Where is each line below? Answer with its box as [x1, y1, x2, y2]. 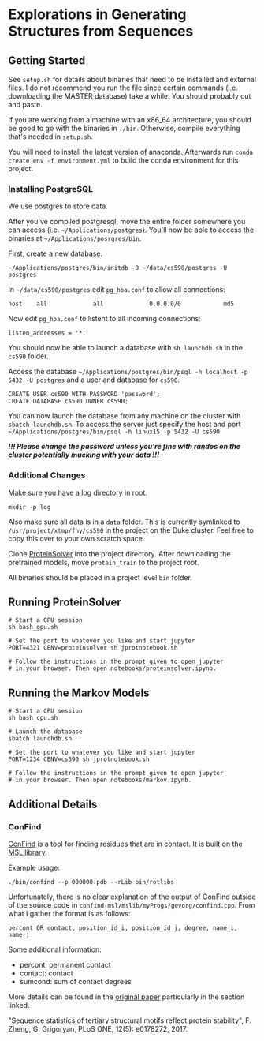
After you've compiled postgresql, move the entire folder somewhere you [8, 217, 246, 227]
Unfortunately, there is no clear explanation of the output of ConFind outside [8, 892, 256, 901]
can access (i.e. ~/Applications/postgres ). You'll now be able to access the [8, 225, 255, 234]
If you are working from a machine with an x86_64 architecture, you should [8, 115, 252, 124]
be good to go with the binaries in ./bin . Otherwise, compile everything [8, 124, 240, 133]
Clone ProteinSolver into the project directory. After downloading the [8, 549, 231, 558]
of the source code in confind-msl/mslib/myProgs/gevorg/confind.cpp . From [8, 900, 255, 909]
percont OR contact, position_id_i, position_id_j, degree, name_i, [8, 923, 238, 932]
